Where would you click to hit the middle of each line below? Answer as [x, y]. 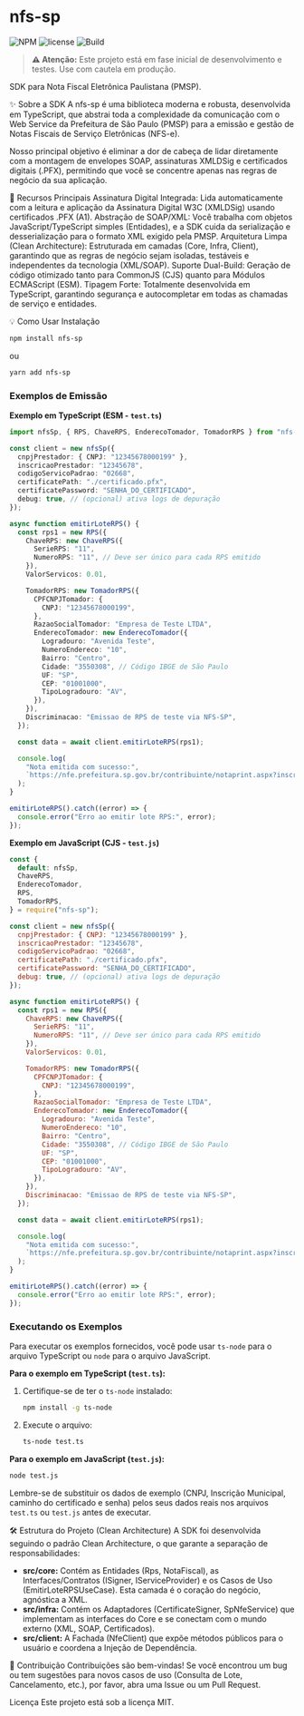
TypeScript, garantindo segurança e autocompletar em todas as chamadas [149, 294]
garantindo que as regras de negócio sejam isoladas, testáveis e [129, 255]
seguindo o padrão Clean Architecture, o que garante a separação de [139, 1543]
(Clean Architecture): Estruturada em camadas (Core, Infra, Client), [134, 246]
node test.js [34, 1476]
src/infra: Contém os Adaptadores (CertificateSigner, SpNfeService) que [158, 1609]
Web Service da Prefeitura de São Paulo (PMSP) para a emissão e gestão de [152, 123]
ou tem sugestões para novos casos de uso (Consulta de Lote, [126, 1674]
